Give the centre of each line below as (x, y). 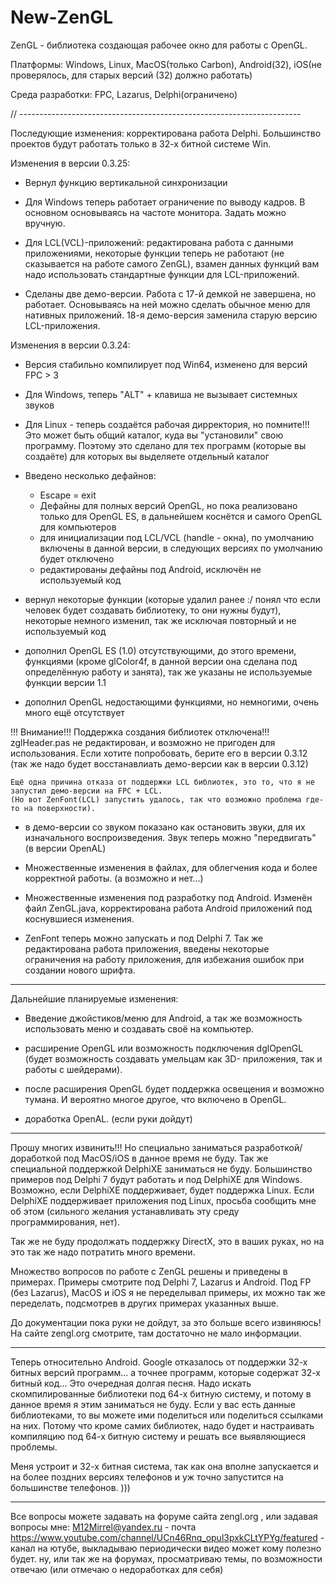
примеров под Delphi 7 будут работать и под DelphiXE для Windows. (156, 1179)
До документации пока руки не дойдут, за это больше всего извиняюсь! (166, 1322)
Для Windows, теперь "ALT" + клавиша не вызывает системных (161, 394)
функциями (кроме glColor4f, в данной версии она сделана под (161, 661)
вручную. (45, 223)
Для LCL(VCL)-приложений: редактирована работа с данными (159, 242)
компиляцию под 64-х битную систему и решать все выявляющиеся (158, 1436)
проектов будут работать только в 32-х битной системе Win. (141, 143)
